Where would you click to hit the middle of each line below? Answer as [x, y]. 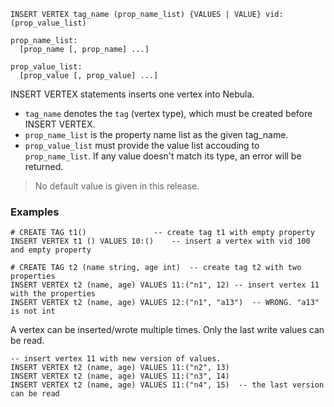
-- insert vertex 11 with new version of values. [116, 359]
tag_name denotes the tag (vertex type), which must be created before [168, 113]
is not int [33, 311]
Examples [35, 212]
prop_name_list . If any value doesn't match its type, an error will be [163, 156]
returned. [44, 166]
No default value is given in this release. [117, 186]
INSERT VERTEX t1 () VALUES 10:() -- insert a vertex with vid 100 [160, 241]
